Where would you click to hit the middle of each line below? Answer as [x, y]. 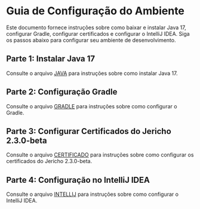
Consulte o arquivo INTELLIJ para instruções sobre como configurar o [93, 194]
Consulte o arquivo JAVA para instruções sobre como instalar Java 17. [92, 73]
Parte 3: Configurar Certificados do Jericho [89, 131]
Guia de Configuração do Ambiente [96, 11]
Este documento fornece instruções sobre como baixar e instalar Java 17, [96, 27]
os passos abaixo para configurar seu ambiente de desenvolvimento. [91, 40]
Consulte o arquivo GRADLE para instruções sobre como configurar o [92, 106]
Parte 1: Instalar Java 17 [51, 59]
